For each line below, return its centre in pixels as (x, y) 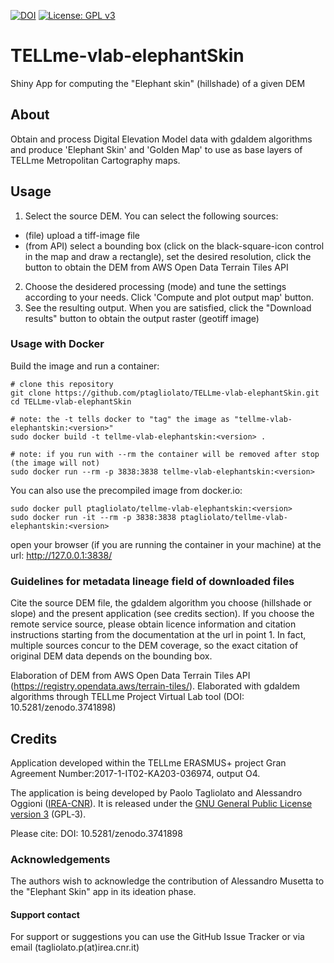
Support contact (45, 914)
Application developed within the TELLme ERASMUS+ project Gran (148, 762)
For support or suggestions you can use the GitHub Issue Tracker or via (157, 937)
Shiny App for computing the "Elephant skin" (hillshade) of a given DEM (158, 83)
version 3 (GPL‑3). (48, 814)
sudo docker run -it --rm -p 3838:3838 (93, 517)
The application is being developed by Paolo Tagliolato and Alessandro (156, 792)
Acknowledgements (60, 859)
